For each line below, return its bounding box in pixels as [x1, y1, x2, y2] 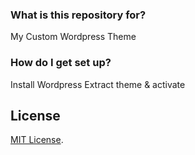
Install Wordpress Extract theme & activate [10, 78, 186, 90]
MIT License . [10, 134, 64, 146]
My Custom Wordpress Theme [10, 31, 137, 43]
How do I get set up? [10, 56, 112, 70]
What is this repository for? [10, 8, 147, 22]
